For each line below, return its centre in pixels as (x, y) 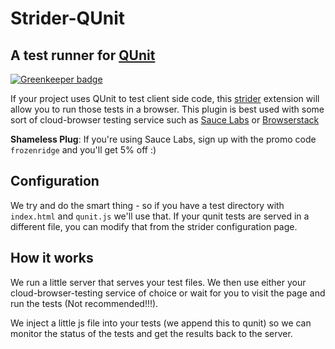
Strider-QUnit (68, 18)
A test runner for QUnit (83, 55)
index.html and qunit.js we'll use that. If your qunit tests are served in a (160, 216)
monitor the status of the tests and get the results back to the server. (151, 333)
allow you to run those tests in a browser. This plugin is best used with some (167, 109)
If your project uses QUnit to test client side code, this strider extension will (165, 98)
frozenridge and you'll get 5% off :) (83, 150)
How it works (52, 258)
